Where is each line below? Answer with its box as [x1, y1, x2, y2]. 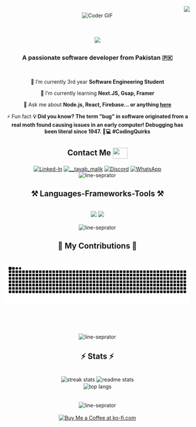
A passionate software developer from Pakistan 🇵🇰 [22, 54, 173, 62]
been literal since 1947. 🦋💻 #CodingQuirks [44, 128, 151, 135]
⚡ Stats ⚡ [80, 351, 114, 361]
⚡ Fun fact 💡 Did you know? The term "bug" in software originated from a [6, 113, 188, 120]
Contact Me [67, 147, 111, 158]
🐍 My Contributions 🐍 [58, 241, 137, 251]
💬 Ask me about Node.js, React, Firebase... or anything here [23, 101, 172, 108]
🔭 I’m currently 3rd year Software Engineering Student [31, 78, 164, 85]
